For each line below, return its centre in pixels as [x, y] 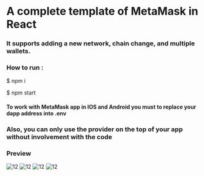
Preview [19, 153]
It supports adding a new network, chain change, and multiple [101, 44]
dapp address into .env [36, 113]
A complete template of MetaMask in [102, 11]
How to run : [25, 67]
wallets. [18, 52]
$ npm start [21, 93]
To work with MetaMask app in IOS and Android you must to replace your [101, 107]
